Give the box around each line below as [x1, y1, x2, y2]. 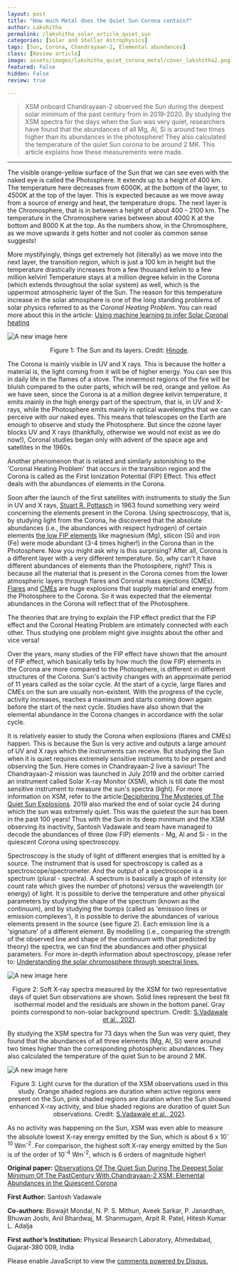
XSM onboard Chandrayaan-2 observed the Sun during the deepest [24, 103, 224, 111]
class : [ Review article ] [7, 51, 81, 58]
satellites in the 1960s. [7, 443, 73, 452]
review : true [7, 76, 46, 84]
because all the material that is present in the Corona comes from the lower [7, 569, 228, 578]
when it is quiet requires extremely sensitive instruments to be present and [7, 755, 226, 763]
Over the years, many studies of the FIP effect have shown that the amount [7, 650, 228, 658]
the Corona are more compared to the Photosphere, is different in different [7, 665, 225, 673]
